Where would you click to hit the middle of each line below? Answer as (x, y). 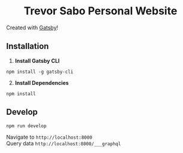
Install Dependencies (42, 82)
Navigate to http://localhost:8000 (49, 137)
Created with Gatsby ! (32, 27)
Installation (28, 46)
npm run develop (26, 126)
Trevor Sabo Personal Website (100, 11)
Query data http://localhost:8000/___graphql (64, 143)
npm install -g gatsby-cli (40, 72)
